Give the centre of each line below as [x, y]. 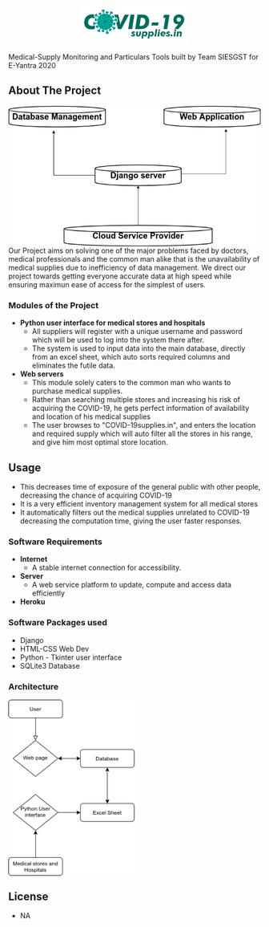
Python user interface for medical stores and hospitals [112, 323]
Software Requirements [55, 542]
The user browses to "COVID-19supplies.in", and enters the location [144, 425]
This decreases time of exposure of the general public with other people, [140, 487]
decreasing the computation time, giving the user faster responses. [131, 521]
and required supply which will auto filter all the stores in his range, [143, 434]
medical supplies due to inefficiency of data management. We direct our [127, 267]
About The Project [55, 91]
